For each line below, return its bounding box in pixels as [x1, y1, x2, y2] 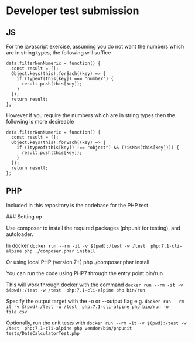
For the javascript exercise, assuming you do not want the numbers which [6, 43, 184, 50]
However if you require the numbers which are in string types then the [6, 112, 176, 118]
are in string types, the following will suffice [6, 49, 111, 56]
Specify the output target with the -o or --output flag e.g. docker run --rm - [6, 297, 190, 305]
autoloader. [6, 230, 33, 238]
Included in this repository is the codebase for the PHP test [6, 201, 149, 208]
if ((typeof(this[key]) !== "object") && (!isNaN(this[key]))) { [16, 145, 180, 151]
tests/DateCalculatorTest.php [6, 330, 80, 336]
